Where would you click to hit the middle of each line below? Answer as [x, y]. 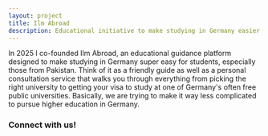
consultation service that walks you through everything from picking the [127, 79]
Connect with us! [43, 125]
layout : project [35, 16]
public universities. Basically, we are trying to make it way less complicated [132, 96]
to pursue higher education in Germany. [74, 104]
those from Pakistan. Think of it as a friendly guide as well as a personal [127, 70]
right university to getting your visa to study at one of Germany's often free [132, 87]
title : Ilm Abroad [39, 23]
